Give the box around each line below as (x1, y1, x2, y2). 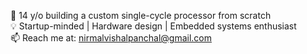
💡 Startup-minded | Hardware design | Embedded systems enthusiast (10, 20, 297, 32)
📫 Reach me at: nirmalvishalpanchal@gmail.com (10, 32, 212, 44)
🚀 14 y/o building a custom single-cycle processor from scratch (10, 10, 272, 21)
